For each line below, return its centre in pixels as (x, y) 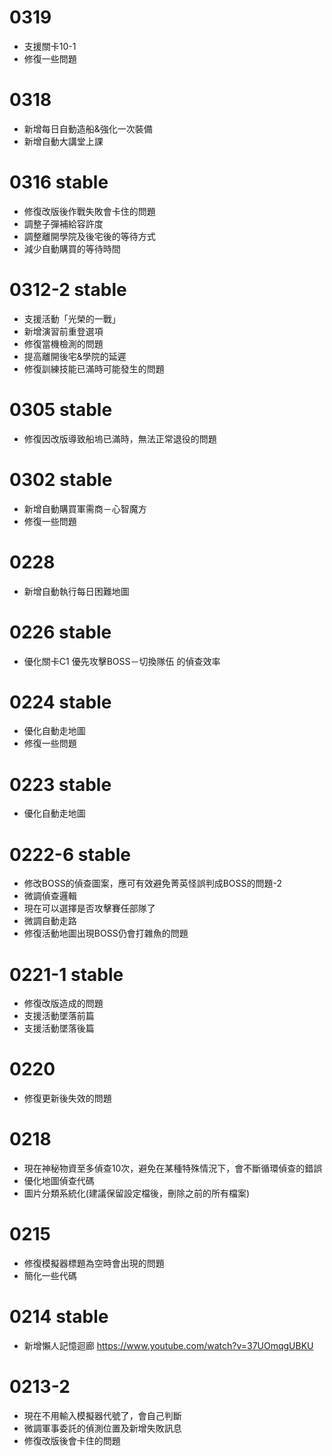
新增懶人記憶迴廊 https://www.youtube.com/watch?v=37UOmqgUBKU (168, 1345)
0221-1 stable (66, 974)
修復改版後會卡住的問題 (72, 1440)
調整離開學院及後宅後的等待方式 (89, 236)
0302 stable (61, 479)
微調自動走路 (50, 921)
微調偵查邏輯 (50, 896)
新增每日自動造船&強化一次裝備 (88, 128)
